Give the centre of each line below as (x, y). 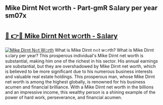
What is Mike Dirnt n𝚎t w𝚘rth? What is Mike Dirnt (104, 50)
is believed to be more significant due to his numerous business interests (79, 71)
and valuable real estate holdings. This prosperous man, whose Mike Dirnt (80, 77)
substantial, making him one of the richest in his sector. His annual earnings (81, 61)
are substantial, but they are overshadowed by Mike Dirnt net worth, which (81, 66)
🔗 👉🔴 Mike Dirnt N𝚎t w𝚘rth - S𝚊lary (61, 36)
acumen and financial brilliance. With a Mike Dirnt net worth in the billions (79, 87)
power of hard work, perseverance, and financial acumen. (64, 97)
